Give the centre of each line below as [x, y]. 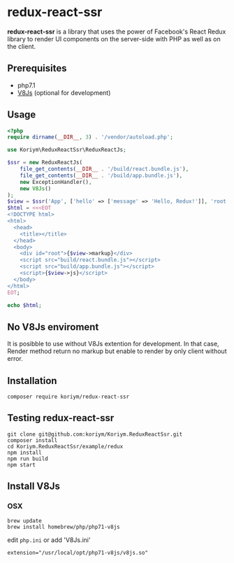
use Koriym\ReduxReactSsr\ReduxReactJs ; [67, 150]
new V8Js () [36, 188]
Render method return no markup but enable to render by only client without [117, 351]
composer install [32, 440]
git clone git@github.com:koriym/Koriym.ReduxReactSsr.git [95, 434]
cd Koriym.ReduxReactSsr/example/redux [65, 446]
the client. [22, 46]
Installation [32, 381]
